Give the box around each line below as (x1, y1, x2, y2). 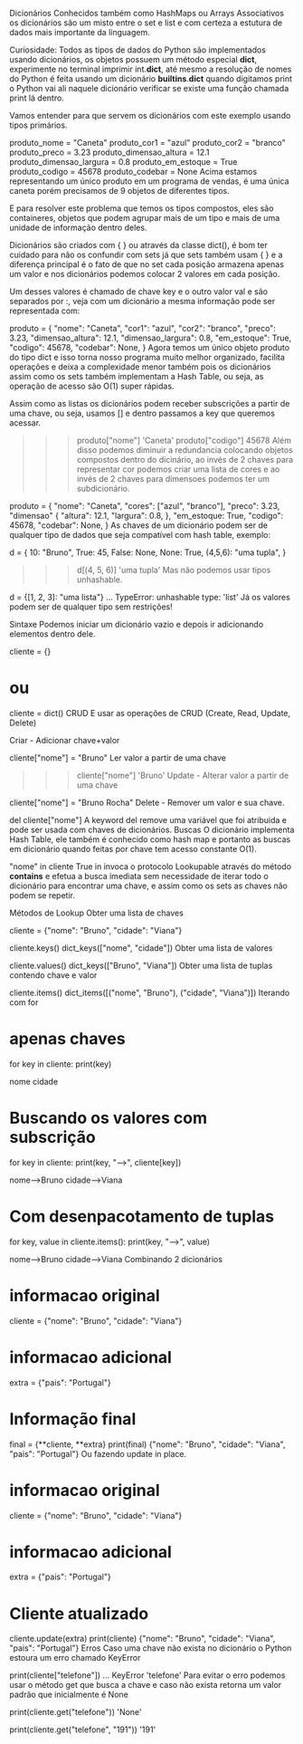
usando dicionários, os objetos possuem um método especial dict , (9, 54, 258, 64)
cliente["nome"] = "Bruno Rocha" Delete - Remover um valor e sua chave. (9, 797, 285, 808)
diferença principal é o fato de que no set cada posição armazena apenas (9, 259, 285, 270)
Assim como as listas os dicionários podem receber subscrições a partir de (9, 398, 290, 408)
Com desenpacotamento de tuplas (9, 1206, 274, 1226)
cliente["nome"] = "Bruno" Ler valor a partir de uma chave (9, 752, 226, 763)
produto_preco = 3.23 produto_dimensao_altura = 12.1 (9, 147, 210, 158)
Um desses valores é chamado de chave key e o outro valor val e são (9, 286, 269, 297)
